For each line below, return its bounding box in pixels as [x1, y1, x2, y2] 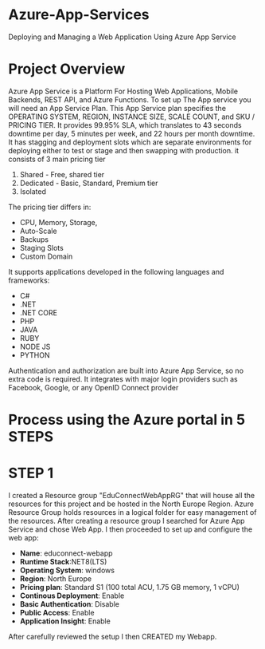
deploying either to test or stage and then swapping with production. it [8, 145, 240, 155]
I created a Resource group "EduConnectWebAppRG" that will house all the [8, 491, 255, 500]
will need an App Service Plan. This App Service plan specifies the [8, 103, 227, 113]
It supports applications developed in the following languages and [8, 267, 224, 276]
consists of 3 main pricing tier [8, 154, 106, 164]
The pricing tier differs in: [8, 202, 92, 212]
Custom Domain [19, 251, 73, 261]
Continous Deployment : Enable [19, 591, 125, 600]
